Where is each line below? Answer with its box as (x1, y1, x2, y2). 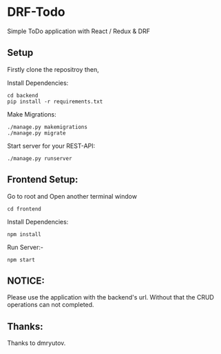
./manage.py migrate (7, 129, 67, 137)
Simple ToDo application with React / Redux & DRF (7, 27, 150, 35)
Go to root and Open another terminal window (7, 192, 138, 200)
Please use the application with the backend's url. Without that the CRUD (7, 293, 215, 302)
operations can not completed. (7, 301, 94, 309)
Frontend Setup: (7, 174, 78, 186)
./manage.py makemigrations (7, 124, 88, 130)
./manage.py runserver (7, 155, 72, 162)
